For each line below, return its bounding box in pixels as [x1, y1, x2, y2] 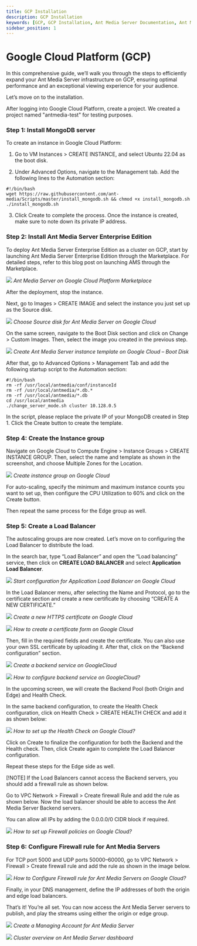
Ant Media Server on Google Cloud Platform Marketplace [13, 277, 152, 284]
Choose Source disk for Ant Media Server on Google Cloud [13, 318, 157, 325]
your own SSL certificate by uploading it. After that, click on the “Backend [6, 644, 184, 651]
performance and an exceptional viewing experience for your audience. [6, 82, 179, 89]
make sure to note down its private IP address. [14, 218, 127, 225]
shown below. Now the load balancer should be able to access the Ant [6, 798, 176, 805]
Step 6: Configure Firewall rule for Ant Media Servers [6, 842, 160, 851]
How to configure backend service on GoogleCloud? [13, 674, 141, 681]
